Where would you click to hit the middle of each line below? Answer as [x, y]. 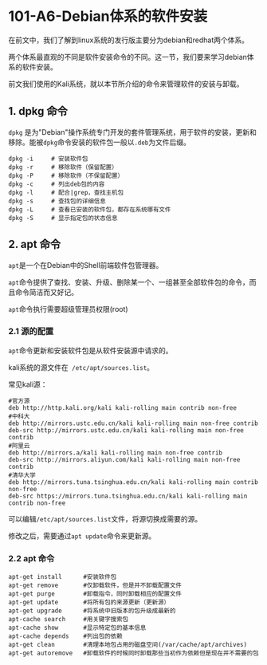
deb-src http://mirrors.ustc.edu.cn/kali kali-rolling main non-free [126, 430]
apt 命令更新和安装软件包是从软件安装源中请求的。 [90, 350]
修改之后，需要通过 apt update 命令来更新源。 [82, 536]
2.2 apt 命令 [31, 558]
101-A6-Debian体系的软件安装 [108, 16]
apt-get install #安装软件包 [63, 577]
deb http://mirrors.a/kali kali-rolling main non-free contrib [116, 453]
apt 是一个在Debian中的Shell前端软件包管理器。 [86, 265]
